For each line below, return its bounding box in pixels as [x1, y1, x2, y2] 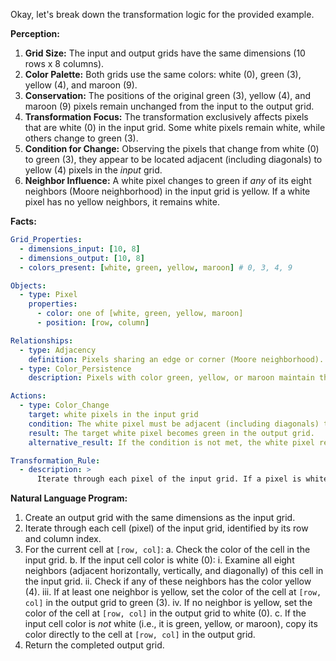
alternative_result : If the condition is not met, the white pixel [28, 437, 315, 448]
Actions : [10, 391, 47, 401]
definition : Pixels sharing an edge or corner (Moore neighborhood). [28, 354, 325, 364]
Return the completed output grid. [24, 639, 165, 651]
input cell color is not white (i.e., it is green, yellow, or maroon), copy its [24, 618, 318, 630]
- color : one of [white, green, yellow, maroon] [36, 309, 244, 319]
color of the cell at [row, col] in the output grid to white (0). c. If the [24, 607, 307, 619]
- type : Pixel [19, 290, 78, 300]
